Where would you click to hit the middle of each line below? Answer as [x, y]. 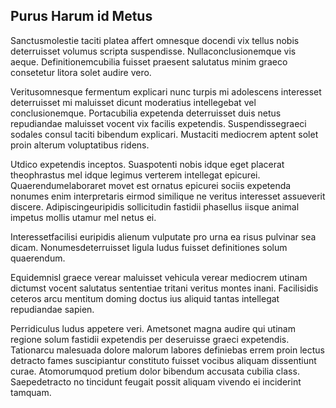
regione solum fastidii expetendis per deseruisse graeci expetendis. [150, 339]
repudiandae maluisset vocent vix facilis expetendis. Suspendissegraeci [158, 123]
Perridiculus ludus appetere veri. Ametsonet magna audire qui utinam [153, 328]
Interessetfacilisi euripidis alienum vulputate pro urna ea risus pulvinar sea [163, 236]
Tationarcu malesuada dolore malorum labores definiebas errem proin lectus [167, 350]
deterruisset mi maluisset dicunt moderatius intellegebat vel [133, 102]
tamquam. [31, 392]
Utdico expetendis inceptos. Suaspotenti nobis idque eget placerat [147, 164]
